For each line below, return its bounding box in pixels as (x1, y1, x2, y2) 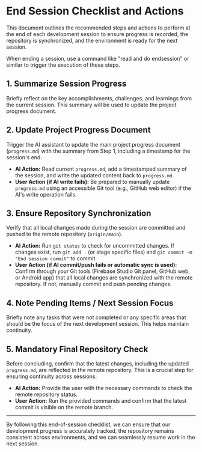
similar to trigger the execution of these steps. (6, 61, 120, 69)
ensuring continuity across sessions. (6, 373, 97, 380)
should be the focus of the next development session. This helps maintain (6, 320, 189, 328)
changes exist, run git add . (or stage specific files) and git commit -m (14, 248, 192, 256)
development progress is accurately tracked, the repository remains (6, 427, 174, 434)
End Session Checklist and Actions (6, 4, 185, 18)
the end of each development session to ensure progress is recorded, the (6, 30, 189, 37)
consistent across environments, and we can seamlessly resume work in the (6, 434, 195, 441)
